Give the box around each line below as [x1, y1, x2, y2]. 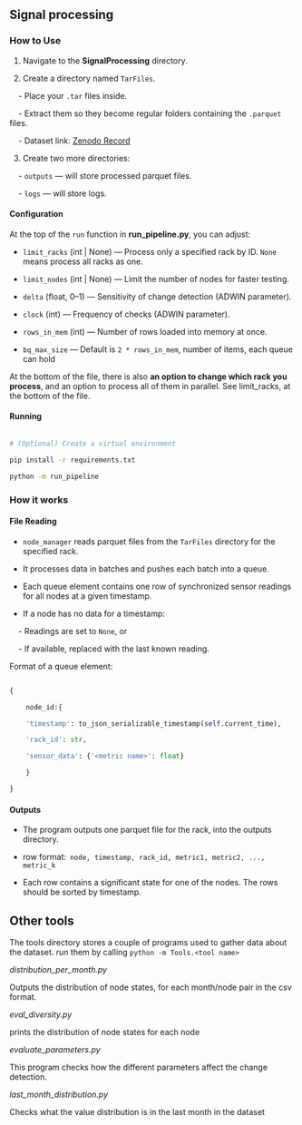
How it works [9, 494, 69, 506]
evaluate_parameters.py [9, 1043, 102, 1055]
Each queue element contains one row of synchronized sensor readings [22, 581, 292, 592]
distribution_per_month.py [9, 964, 107, 974]
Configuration [9, 209, 63, 220]
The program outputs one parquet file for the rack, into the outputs [22, 825, 272, 836]
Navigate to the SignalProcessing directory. [22, 54, 188, 66]
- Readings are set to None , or [17, 625, 128, 636]
